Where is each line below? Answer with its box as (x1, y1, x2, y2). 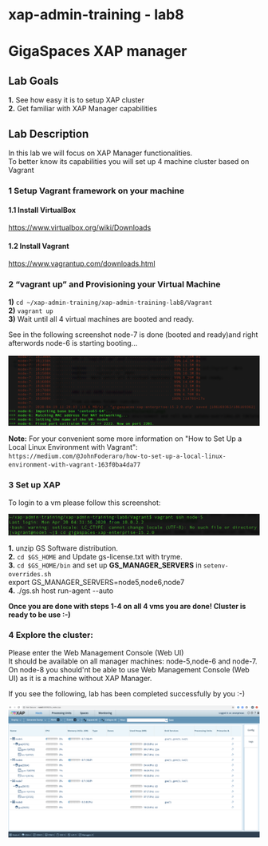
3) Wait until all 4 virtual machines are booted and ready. (8, 314, 195, 323)
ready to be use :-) (8, 610, 71, 619)
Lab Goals (8, 74, 59, 87)
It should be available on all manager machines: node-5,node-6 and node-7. (8, 656, 258, 666)
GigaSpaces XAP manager (8, 42, 187, 61)
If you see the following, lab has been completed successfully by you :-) (8, 688, 246, 698)
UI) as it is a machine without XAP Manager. (8, 673, 152, 683)
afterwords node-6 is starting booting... (8, 338, 138, 347)
